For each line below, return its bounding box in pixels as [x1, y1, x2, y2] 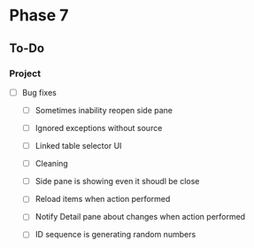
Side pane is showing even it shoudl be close [35, 176, 200, 187]
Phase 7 [9, 5, 69, 26]
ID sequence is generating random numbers [35, 229, 196, 240]
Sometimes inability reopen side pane [35, 105, 173, 115]
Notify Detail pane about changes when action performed [35, 212, 246, 222]
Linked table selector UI [35, 141, 122, 151]
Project [9, 67, 42, 80]
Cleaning [35, 159, 68, 169]
